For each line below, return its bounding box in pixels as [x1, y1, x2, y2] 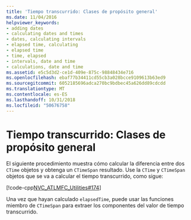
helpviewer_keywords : [6, 20, 60, 25]
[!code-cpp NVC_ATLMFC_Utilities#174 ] [6, 184, 101, 192]
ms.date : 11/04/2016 [6, 14, 58, 20]
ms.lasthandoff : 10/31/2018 [6, 97, 76, 103]
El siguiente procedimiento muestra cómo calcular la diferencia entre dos [6, 160, 185, 167]
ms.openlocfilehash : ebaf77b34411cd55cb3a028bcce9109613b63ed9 [6, 75, 166, 81]
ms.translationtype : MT [6, 86, 65, 92]
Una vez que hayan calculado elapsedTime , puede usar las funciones [6, 196, 174, 203]
